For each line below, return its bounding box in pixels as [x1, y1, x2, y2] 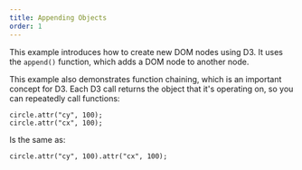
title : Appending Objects [9, 13, 107, 23]
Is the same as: [9, 134, 66, 145]
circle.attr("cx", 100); [9, 118, 103, 127]
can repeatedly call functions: [9, 92, 120, 104]
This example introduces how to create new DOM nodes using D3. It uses [9, 46, 283, 57]
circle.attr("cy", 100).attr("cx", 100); [9, 151, 168, 161]
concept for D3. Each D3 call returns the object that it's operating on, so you [9, 83, 294, 94]
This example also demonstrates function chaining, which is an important [9, 73, 282, 84]
